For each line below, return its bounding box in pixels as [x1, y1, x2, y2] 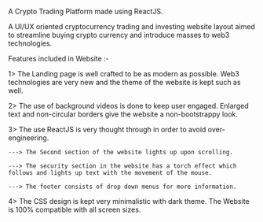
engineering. [8, 133, 49, 142]
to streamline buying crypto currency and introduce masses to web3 [8, 31, 230, 39]
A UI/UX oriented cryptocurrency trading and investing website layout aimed [8, 22, 255, 31]
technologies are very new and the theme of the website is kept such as [8, 78, 241, 87]
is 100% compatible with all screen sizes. [8, 205, 141, 214]
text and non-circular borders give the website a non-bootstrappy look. [8, 109, 238, 119]
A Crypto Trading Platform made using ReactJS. [8, 7, 163, 16]
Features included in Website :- [8, 54, 110, 63]
